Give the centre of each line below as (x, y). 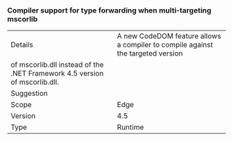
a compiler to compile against (165, 45)
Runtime (130, 127)
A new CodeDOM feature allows (169, 36)
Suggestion (29, 94)
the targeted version (150, 53)
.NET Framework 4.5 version (57, 74)
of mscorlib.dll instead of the (57, 65)
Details (22, 45)
